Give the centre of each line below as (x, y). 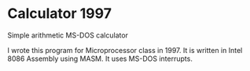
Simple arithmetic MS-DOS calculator (68, 35)
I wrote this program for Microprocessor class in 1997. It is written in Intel (125, 50)
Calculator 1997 (59, 14)
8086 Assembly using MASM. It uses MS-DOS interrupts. (100, 59)
